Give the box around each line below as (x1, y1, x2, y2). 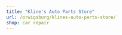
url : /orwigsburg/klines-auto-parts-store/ (6, 14, 117, 20)
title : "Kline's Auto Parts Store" (6, 8, 95, 15)
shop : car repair (6, 20, 50, 26)
